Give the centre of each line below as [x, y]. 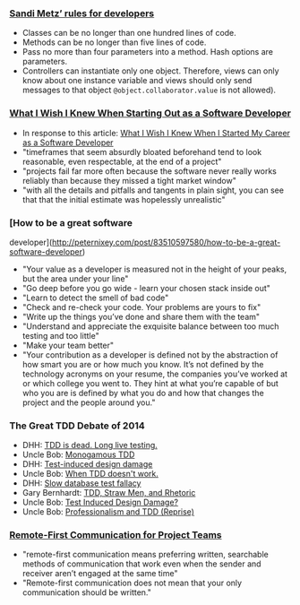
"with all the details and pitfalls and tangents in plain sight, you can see [153, 190]
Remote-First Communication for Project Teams [116, 535]
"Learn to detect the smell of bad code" [95, 298]
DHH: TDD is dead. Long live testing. [90, 445]
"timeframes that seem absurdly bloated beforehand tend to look [142, 151]
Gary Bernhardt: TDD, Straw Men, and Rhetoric [109, 493]
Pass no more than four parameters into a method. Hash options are [147, 52]
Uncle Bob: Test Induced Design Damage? [100, 502]
